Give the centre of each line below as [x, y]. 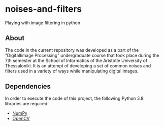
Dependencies [28, 86]
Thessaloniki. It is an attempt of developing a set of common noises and [78, 65]
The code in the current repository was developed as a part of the [72, 50]
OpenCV [21, 118]
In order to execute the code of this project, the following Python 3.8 [74, 98]
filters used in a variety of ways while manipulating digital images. [72, 71]
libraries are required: [27, 103]
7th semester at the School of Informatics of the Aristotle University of [76, 61]
